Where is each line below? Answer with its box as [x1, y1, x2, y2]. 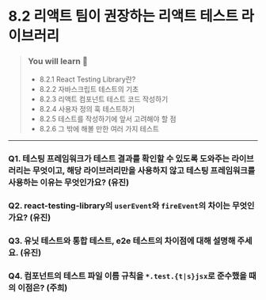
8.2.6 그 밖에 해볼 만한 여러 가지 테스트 [39, 124, 160, 134]
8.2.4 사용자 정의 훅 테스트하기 [39, 104, 135, 114]
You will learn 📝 [27, 56, 89, 67]
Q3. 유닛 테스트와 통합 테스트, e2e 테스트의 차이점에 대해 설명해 [8, 235, 236, 246]
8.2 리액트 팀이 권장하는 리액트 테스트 [8, 7, 239, 25]
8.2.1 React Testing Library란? [39, 74, 136, 84]
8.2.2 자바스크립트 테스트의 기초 [39, 85, 139, 94]
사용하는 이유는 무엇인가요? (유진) [8, 177, 129, 188]
